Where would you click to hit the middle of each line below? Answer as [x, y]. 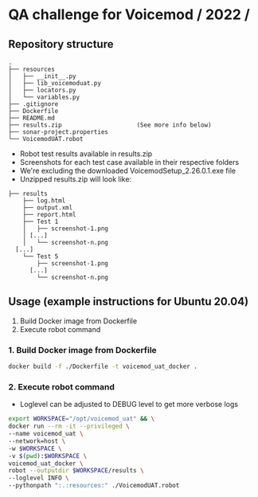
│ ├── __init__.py [43, 76]
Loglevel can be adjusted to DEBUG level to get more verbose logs [129, 405]
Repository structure [61, 44]
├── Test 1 [41, 221]
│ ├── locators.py [43, 90]
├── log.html [44, 201]
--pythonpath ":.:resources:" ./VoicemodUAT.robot [94, 486]
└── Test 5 [41, 256]
